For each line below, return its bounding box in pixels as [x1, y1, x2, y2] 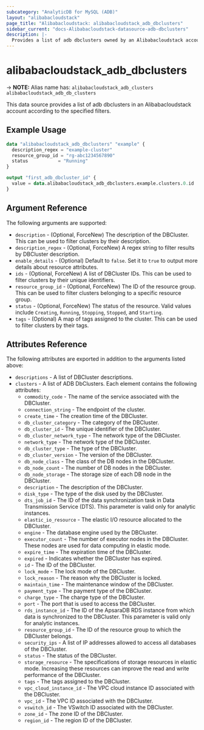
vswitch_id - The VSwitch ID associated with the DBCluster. [24, 704, 174, 711]
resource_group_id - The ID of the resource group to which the [24, 626, 181, 634]
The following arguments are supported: [6, 219, 107, 226]
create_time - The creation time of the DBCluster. [24, 413, 148, 420]
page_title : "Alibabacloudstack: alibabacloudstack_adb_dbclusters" [6, 20, 183, 26]
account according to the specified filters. [6, 107, 111, 115]
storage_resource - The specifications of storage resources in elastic [24, 659, 197, 666]
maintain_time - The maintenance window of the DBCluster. [24, 581, 174, 588]
